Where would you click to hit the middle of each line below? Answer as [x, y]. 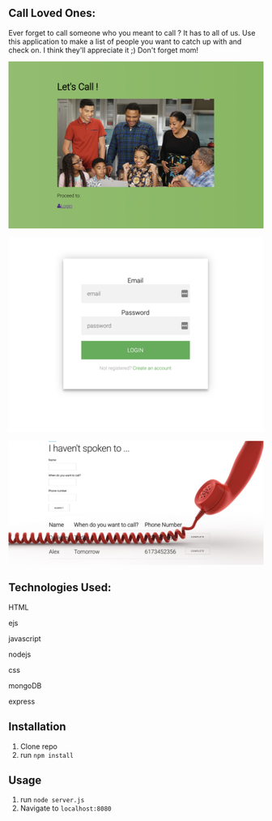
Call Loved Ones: [52, 13]
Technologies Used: [60, 587]
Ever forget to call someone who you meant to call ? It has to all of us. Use [132, 32]
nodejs [20, 654]
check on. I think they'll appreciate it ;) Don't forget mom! [104, 50]
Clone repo [39, 746]
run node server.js [52, 800]
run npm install [47, 755]
